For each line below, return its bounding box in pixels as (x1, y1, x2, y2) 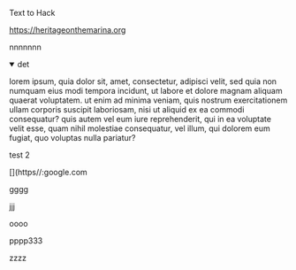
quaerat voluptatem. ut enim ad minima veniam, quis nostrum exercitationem (9, 95, 288, 105)
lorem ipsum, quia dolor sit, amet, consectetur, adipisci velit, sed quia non (9, 76, 277, 87)
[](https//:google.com (9, 167, 88, 177)
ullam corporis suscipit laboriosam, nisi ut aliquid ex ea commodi (9, 104, 245, 114)
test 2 (9, 150, 31, 160)
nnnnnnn (9, 42, 42, 52)
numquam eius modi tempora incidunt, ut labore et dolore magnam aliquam (9, 86, 283, 96)
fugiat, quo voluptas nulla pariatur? (9, 133, 136, 143)
